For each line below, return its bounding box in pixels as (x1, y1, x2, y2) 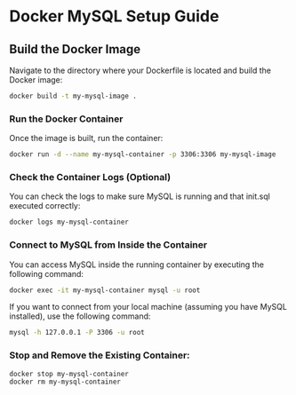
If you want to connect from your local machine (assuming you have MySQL (9, 302, 287, 312)
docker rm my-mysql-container (9, 377, 122, 387)
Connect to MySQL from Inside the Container (9, 239, 207, 251)
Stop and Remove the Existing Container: (9, 349, 190, 361)
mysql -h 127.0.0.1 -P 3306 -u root (9, 328, 145, 337)
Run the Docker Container (9, 113, 124, 125)
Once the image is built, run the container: (9, 133, 164, 144)
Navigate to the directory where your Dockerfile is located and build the (9, 65, 271, 75)
